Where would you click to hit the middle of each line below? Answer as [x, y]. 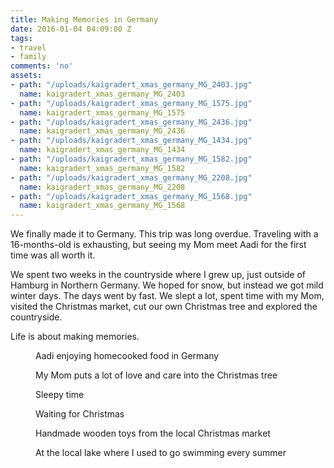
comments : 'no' [42, 66]
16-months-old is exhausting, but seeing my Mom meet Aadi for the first [158, 245]
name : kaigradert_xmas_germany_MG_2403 [102, 94]
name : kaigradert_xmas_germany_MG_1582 [102, 168]
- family [28, 57]
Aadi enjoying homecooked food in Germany [127, 356]
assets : [26, 76]
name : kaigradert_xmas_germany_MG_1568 [102, 206]
